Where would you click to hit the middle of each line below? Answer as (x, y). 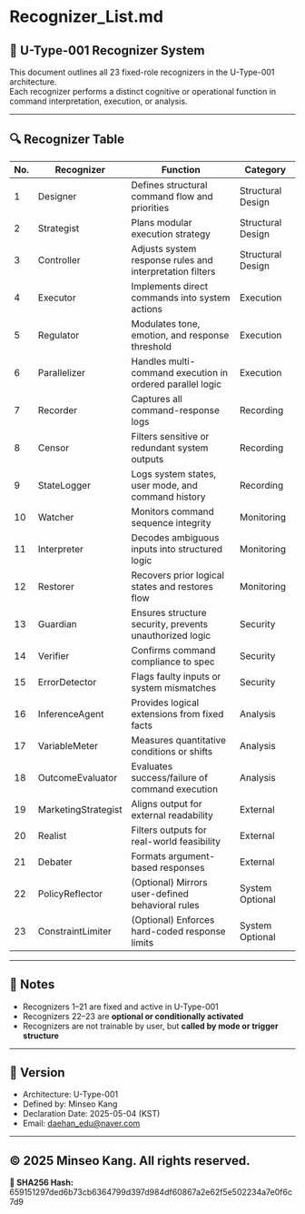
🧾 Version (37, 1072)
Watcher (56, 517)
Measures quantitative (179, 740)
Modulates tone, (166, 323)
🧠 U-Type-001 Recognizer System (107, 51)
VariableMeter (68, 745)
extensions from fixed (177, 713)
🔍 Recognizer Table (67, 140)
